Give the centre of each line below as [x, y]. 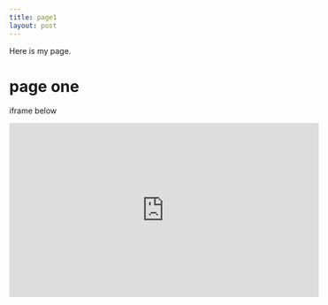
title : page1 [33, 17]
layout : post [33, 26]
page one [44, 86]
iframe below [33, 111]
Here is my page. [40, 50]
